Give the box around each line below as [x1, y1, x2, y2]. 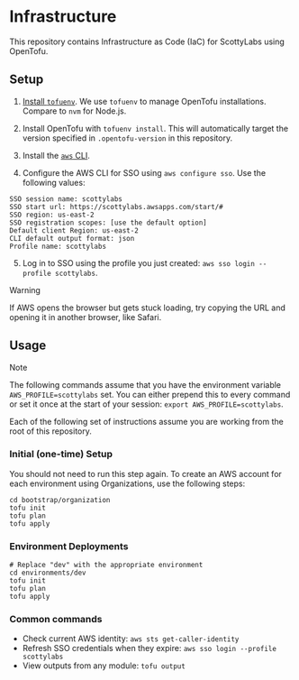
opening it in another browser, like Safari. [9, 311, 162, 322]
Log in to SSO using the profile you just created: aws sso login [22, 257, 255, 268]
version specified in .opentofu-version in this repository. [22, 133, 232, 143]
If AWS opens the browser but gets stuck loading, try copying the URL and [9, 302, 286, 313]
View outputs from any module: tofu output [22, 660, 186, 671]
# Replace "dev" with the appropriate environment [9, 561, 204, 570]
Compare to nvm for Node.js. [22, 106, 127, 116]
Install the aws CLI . [22, 150, 90, 161]
